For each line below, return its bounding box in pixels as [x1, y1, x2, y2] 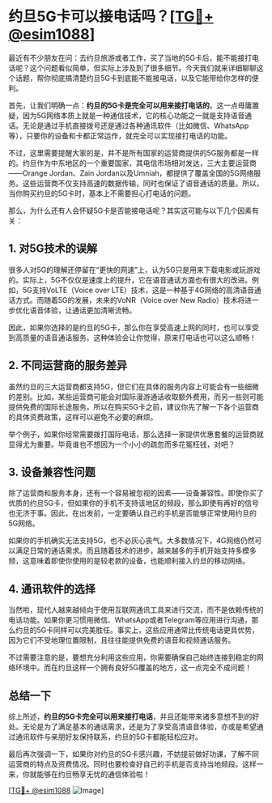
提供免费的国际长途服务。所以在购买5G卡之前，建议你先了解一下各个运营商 [8, 401, 259, 411]
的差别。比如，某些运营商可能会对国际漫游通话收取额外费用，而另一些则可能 [8, 392, 264, 401]
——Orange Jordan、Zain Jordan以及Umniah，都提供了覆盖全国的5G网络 [8, 168, 254, 178]
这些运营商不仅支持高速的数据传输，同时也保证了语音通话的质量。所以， [22, 178, 264, 188]
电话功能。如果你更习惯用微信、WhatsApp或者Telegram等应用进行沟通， [8, 615, 253, 625]
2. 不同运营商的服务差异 [8, 359, 128, 372]
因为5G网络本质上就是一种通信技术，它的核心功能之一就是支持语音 [22, 110, 245, 120]
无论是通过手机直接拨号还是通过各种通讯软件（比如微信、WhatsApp [22, 121, 249, 130]
